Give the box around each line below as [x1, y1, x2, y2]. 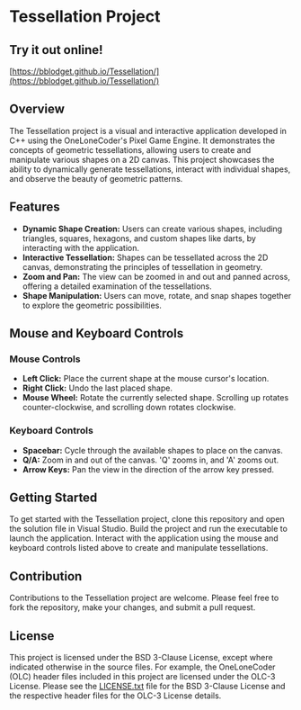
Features [9, 200, 60, 215]
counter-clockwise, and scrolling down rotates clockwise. [22, 402, 236, 413]
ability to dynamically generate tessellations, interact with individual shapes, [9, 164, 291, 175]
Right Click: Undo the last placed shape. [22, 382, 173, 393]
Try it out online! [9, 42, 103, 58]
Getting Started [9, 490, 98, 505]
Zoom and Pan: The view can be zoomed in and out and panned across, [22, 271, 290, 282]
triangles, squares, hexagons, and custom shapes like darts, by [22, 232, 256, 244]
